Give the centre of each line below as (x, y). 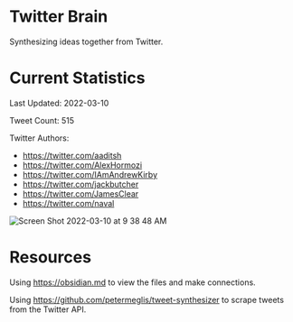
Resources (51, 258)
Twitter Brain (59, 17)
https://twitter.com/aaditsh (72, 155)
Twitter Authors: (39, 138)
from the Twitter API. (48, 309)
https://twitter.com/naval (68, 203)
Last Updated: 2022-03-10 (59, 103)
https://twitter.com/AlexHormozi (82, 165)
